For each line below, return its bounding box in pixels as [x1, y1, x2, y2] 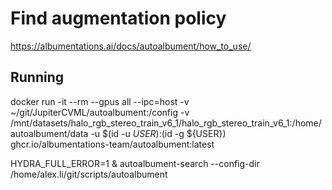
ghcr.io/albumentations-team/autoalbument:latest [10, 138, 215, 150]
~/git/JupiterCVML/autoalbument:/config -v [10, 106, 190, 118]
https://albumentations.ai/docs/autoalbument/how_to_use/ [10, 40, 252, 52]
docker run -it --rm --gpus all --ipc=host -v [10, 95, 190, 107]
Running [10, 69, 65, 86]
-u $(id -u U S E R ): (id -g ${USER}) [90, 127, 227, 139]
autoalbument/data [10, 127, 89, 139]
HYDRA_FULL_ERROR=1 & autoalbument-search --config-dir [10, 157, 260, 169]
